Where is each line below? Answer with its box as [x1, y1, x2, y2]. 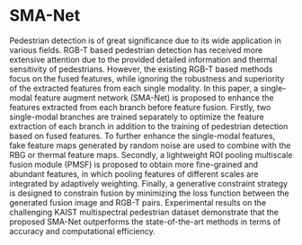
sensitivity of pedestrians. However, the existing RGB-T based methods [9, 64, 273, 74]
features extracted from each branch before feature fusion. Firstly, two [9, 101, 271, 112]
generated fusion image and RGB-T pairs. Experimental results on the [9, 197, 267, 207]
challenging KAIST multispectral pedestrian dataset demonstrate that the [9, 206, 279, 217]
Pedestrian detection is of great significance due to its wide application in [9, 35, 281, 46]
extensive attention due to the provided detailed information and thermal [9, 54, 278, 65]
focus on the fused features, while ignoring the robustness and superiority [9, 73, 285, 83]
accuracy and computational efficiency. [9, 225, 155, 236]
